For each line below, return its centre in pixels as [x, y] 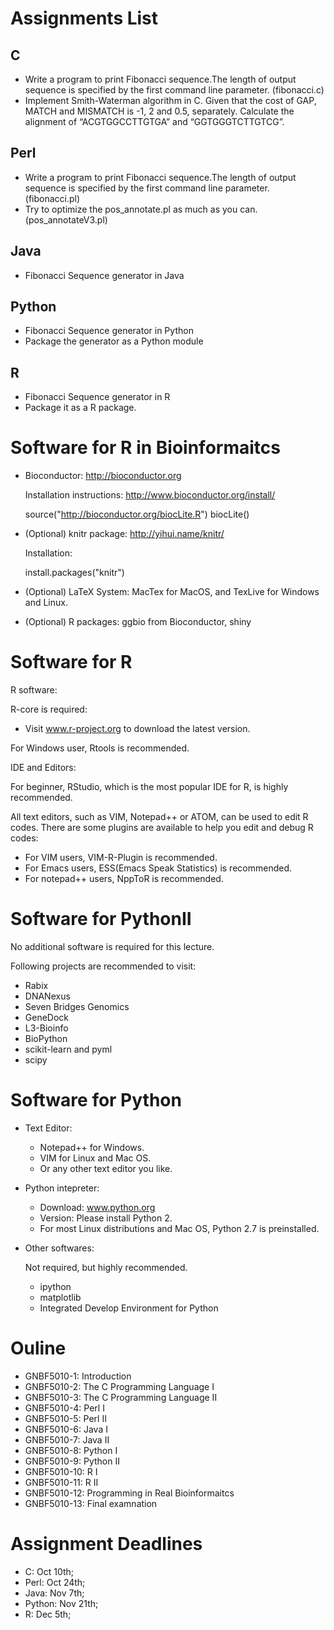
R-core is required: [49, 709]
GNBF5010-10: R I [61, 1471]
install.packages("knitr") [74, 573]
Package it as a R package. [80, 408]
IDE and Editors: [43, 768]
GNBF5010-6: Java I [66, 1429]
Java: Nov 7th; [54, 1593]
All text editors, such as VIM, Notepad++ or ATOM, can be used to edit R [159, 817]
